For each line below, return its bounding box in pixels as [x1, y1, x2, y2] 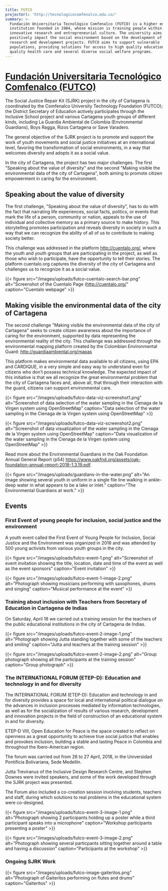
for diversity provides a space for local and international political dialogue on [5, 697, 163, 703]
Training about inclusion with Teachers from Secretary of [5, 598, 147, 605]
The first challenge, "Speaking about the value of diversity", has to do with [5, 203, 158, 209]
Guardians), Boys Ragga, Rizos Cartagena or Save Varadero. [5, 124, 130, 130]
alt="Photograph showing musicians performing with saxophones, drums [5, 580, 156, 586]
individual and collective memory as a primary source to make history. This [5, 219, 159, 225]
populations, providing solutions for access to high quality [9, 44, 142, 49]
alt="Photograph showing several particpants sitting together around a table [5, 840, 162, 846]
